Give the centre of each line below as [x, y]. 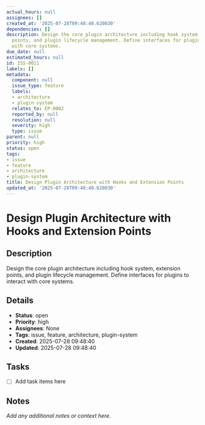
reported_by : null [35, 114]
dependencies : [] [28, 29]
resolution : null [34, 120]
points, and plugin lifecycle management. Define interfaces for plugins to [98, 275]
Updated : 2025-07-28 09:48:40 [56, 347]
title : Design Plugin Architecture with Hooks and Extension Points [95, 183]
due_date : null [26, 52]
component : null [32, 80]
